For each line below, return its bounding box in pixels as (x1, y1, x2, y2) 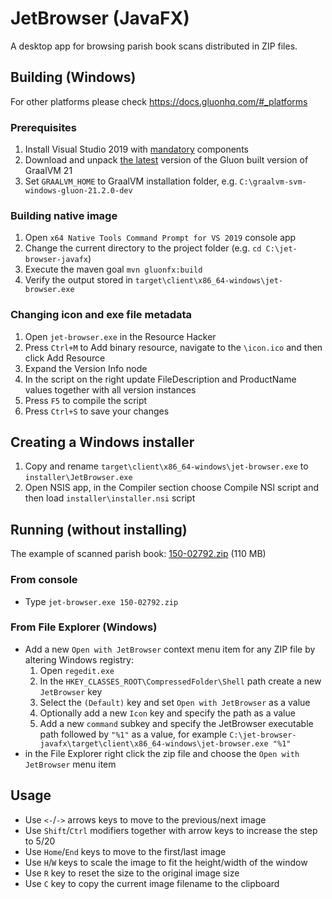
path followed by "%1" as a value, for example (39, 728, 228, 740)
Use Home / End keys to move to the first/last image (24, 845, 227, 857)
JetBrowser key (39, 685, 103, 697)
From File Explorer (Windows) (10, 620, 158, 634)
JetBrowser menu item (24, 758, 117, 770)
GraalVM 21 (24, 165, 73, 177)
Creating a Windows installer (10, 434, 195, 451)
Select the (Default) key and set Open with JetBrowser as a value (39, 696, 311, 708)
